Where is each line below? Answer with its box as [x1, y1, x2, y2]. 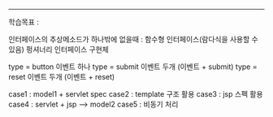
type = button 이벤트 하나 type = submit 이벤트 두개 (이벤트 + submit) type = [8, 62, 258, 71]
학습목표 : [8, 17, 39, 27]
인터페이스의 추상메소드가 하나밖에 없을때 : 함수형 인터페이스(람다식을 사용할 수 [8, 34, 258, 44]
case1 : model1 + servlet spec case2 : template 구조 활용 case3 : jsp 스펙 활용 [8, 89, 263, 98]
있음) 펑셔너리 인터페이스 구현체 [8, 45, 110, 54]
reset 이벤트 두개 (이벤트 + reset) [8, 72, 115, 81]
